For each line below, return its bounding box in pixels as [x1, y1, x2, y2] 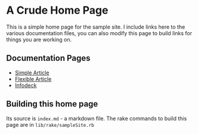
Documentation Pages [6, 53, 91, 63]
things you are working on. [6, 36, 72, 43]
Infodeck [14, 82, 37, 89]
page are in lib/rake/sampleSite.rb [6, 121, 94, 128]
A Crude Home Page [6, 4, 109, 17]
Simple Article [14, 69, 49, 76]
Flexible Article [14, 75, 52, 82]
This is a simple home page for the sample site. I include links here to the [6, 23, 185, 30]
